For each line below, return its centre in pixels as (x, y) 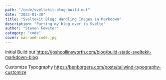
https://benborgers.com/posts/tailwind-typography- (107, 67)
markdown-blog (22, 57)
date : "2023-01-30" (25, 14)
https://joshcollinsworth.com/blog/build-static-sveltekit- (94, 52)
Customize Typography (29, 67)
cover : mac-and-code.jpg (31, 38)
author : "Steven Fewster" (32, 28)
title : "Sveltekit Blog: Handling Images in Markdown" (63, 19)
